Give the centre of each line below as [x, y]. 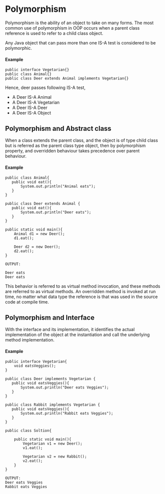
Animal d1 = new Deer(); [39, 234]
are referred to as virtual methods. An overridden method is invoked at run [81, 292]
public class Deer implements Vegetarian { [50, 379]
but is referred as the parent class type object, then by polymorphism [76, 145]
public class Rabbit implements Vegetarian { [52, 405]
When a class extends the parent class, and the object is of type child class [82, 140]
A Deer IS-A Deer [30, 108]
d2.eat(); [24, 251]
